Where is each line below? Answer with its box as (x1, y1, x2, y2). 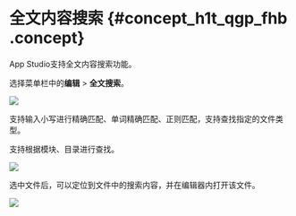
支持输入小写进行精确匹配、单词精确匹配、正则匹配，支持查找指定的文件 (9, 113, 275, 124)
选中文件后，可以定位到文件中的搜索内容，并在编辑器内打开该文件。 (9, 179, 260, 190)
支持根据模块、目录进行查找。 (9, 143, 119, 154)
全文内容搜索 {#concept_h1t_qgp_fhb (9, 8, 288, 29)
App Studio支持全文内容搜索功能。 (9, 58, 137, 69)
